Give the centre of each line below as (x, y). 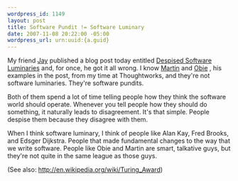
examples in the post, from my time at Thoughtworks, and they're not (109, 76)
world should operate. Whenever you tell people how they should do (107, 104)
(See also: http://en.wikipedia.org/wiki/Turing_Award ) (85, 170)
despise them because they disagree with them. (77, 120)
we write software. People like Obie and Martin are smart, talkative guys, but (119, 148)
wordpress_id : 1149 (36, 14)
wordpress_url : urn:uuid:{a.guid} (59, 40)
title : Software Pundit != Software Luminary (76, 27)
